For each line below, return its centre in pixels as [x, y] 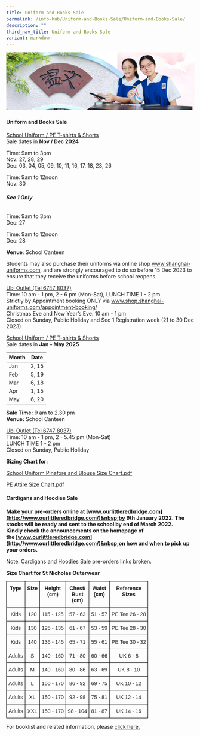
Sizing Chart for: [27, 461]
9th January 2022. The [156, 518]
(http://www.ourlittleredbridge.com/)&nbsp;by [66, 518]
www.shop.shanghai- [138, 301]
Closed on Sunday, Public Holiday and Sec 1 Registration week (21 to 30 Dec [100, 320]
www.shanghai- [171, 263]
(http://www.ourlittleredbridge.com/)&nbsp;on [66, 543]
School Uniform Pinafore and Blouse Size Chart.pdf [69, 473]
